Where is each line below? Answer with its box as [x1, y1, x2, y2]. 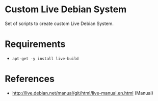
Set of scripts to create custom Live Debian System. [5, 20, 114, 27]
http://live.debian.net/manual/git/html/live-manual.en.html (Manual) [12, 90, 153, 96]
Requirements [5, 38, 66, 50]
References [5, 73, 55, 85]
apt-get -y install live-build [12, 56, 79, 61]
